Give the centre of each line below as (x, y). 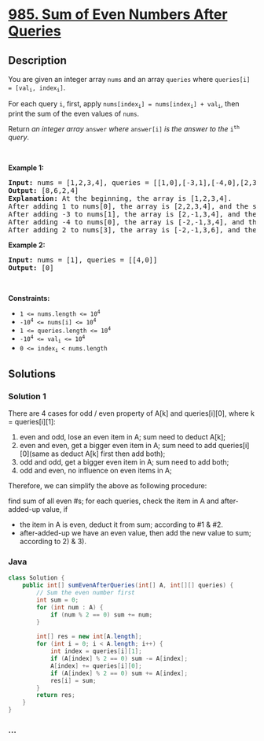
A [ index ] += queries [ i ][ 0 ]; (96, 666)
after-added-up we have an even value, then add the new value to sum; (135, 533)
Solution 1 (27, 396)
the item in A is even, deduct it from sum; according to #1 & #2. (121, 524)
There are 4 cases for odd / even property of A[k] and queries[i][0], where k (132, 413)
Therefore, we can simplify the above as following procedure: (108, 486)
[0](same (34, 454)
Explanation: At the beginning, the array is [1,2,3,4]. (120, 198)
